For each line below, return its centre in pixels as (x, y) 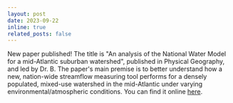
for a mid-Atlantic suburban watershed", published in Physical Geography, (116, 62)
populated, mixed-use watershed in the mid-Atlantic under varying (105, 84)
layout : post (27, 14)
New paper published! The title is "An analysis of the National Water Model (117, 54)
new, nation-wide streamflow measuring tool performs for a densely (107, 77)
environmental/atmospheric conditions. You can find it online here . (105, 92)
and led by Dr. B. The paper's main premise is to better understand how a (115, 69)
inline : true (27, 27)
